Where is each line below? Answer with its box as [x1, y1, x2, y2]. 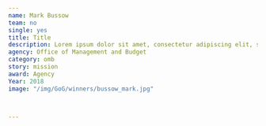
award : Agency [8, 70, 55, 78]
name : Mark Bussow [8, 11, 69, 20]
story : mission [8, 63, 59, 71]
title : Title [8, 33, 51, 42]
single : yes [8, 26, 47, 34]
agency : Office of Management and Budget [8, 48, 147, 56]
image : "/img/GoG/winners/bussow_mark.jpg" [8, 84, 154, 93]
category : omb [8, 56, 55, 64]
